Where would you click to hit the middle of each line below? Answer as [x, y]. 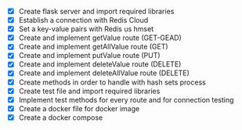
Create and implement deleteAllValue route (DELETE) [104, 73]
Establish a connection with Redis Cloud [83, 20]
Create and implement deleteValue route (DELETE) [100, 64]
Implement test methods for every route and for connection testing [126, 99]
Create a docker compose [61, 117]
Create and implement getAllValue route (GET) [94, 47]
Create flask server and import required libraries [96, 11]
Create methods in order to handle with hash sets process [112, 82]
